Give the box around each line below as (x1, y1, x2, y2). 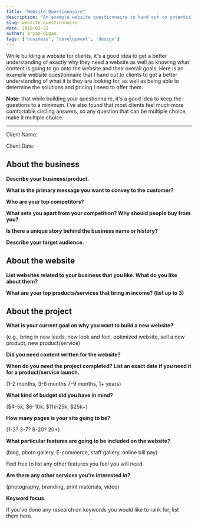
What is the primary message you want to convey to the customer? (6, 187, 174, 194)
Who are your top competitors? (6, 198, 84, 205)
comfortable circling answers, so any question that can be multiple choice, (6, 108, 187, 115)
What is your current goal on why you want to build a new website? (6, 322, 174, 329)
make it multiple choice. (6, 114, 64, 121)
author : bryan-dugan (6, 31, 57, 37)
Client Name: (6, 131, 38, 138)
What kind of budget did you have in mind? (6, 392, 113, 399)
